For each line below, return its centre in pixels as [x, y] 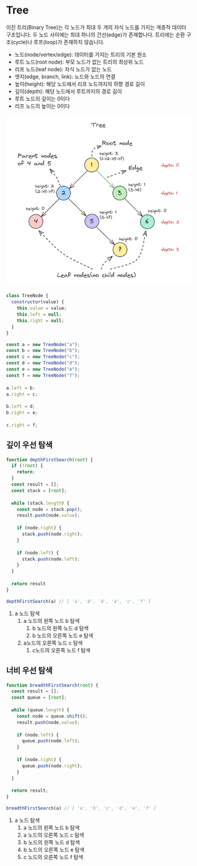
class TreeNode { [27, 296]
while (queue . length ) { [40, 710]
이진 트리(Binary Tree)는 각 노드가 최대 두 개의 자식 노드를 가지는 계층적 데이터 [96, 27]
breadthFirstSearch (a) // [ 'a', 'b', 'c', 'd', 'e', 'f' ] [81, 808]
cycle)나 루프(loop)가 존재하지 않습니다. [59, 42]
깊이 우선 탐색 [29, 445]
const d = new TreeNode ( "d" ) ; [43, 363]
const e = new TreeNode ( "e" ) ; [43, 369]
